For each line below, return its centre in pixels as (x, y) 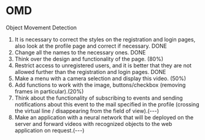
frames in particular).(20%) (49, 91)
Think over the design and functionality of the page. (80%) (89, 59)
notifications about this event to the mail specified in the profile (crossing (107, 104)
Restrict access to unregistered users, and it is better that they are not (103, 65)
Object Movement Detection (41, 28)
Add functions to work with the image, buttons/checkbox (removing (100, 85)
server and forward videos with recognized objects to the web (93, 123)
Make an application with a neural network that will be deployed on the (104, 117)
